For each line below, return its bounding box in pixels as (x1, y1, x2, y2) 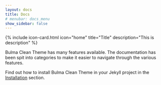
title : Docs (5, 12, 30, 17)
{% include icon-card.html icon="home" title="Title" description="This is (5, 35, 154, 41)
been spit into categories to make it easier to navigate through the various (5, 55, 157, 61)
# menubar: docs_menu (5, 16, 50, 21)
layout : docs (5, 7, 32, 12)
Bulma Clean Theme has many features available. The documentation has (5, 49, 156, 55)
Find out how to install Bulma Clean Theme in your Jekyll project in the (5, 70, 150, 76)
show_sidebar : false (5, 21, 48, 26)
